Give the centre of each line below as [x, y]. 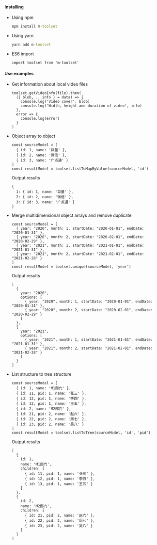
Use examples [19, 73]
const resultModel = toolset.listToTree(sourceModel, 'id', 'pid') [81, 433]
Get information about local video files [50, 84]
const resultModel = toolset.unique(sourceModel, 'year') [71, 267]
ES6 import [23, 54]
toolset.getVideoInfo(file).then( [46, 93]
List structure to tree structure [41, 374]
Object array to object [33, 136]
